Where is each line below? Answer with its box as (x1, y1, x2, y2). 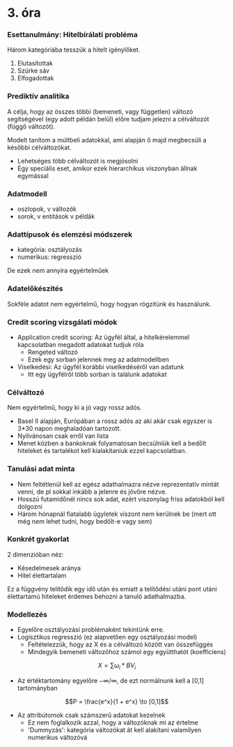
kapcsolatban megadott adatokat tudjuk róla (17, 340, 144, 348)
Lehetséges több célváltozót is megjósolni (17, 156, 138, 165)
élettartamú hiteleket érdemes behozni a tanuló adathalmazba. (7, 592, 186, 600)
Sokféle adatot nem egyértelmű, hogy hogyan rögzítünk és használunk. (7, 299, 211, 308)
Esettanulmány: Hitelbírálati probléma (7, 30, 138, 40)
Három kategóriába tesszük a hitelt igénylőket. (7, 45, 140, 54)
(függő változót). (7, 122, 56, 131)
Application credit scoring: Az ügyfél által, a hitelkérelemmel (17, 333, 190, 341)
